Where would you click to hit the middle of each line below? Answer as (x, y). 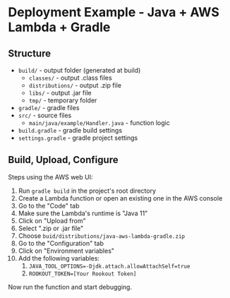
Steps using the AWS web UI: (50, 177)
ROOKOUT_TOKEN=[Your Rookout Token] (83, 274)
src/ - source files (45, 115)
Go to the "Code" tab (49, 205)
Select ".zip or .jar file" (51, 228)
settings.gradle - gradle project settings (78, 138)
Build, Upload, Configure (63, 160)
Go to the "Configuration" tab (61, 243)
